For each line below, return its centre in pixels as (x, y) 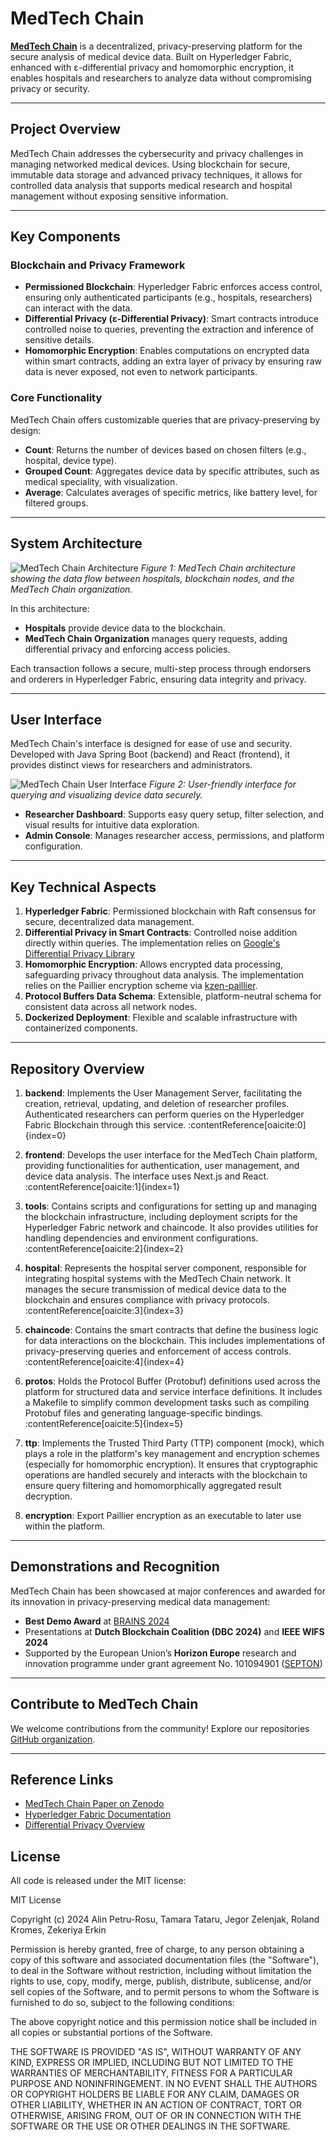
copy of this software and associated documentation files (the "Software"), (165, 1960)
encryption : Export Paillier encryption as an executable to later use (163, 1515)
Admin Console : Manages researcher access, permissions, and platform (174, 836)
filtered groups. (56, 503)
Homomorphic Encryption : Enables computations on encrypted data (167, 351)
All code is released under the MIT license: (98, 1881)
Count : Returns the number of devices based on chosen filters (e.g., (165, 449)
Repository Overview (77, 1068)
